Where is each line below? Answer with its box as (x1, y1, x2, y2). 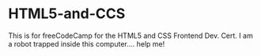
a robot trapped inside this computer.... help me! (8, 39, 165, 48)
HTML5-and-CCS (8, 5, 126, 23)
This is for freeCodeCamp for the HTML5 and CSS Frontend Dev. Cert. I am (8, 31, 253, 40)
